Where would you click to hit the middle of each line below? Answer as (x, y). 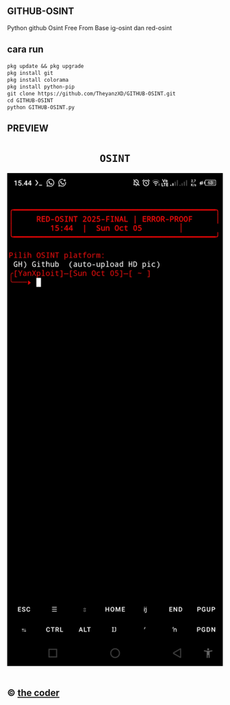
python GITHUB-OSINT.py (41, 107)
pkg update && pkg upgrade (46, 66)
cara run (25, 50)
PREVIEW (28, 129)
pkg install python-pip (41, 86)
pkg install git (30, 73)
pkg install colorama (38, 80)
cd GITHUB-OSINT (30, 100)
